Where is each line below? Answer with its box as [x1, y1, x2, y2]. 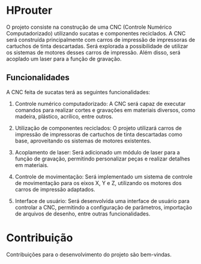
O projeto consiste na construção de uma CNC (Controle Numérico [6, 23, 172, 31]
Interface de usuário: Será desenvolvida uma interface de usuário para [14, 197, 190, 204]
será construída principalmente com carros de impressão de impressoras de [6, 36, 196, 43]
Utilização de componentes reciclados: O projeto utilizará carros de [14, 124, 182, 132]
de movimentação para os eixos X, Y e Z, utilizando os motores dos [14, 179, 182, 186]
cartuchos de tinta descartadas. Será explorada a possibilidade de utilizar [6, 43, 188, 50]
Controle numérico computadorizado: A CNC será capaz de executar [14, 100, 186, 107]
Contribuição [6, 231, 73, 244]
